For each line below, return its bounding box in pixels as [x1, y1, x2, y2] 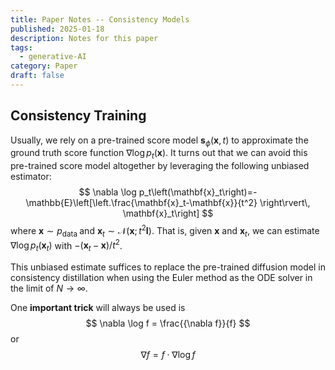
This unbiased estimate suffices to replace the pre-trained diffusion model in [10, 261, 326, 273]
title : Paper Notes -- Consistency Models [10, 14, 190, 25]
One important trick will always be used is [10, 302, 186, 314]
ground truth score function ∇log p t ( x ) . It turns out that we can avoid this [10, 147, 308, 161]
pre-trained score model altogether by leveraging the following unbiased [10, 160, 310, 172]
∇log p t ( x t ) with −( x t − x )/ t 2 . [10, 237, 123, 254]
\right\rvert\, [259, 197, 311, 209]
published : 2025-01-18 [10, 24, 105, 34]
